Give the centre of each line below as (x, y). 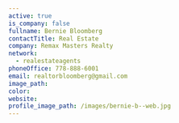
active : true (30, 16)
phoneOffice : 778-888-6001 (54, 69)
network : (23, 53)
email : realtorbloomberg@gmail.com (68, 76)
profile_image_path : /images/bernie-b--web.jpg (90, 106)
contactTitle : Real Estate (54, 38)
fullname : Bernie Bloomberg (56, 31)
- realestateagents (48, 61)
